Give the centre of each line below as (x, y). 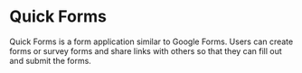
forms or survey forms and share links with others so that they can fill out (146, 50)
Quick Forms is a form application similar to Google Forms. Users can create (151, 41)
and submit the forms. (51, 60)
